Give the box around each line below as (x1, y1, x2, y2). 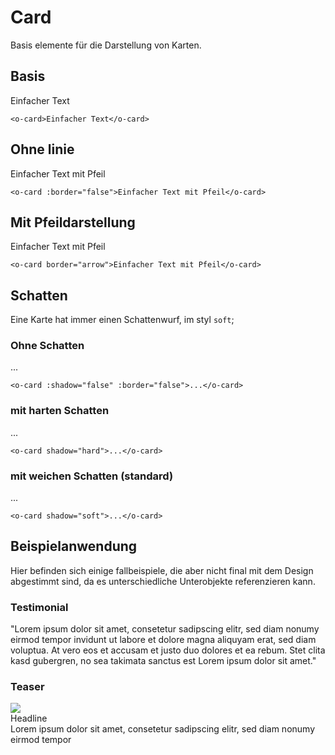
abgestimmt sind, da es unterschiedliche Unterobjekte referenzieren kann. (10, 575, 316, 587)
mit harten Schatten (10, 404, 110, 418)
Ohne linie (10, 141, 75, 158)
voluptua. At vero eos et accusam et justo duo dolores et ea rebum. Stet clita (10, 644, 326, 656)
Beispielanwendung (10, 538, 138, 555)
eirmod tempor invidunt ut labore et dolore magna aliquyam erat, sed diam (10, 634, 317, 646)
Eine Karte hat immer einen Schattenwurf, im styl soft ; (10, 314, 235, 326)
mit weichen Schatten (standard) (10, 469, 174, 483)
